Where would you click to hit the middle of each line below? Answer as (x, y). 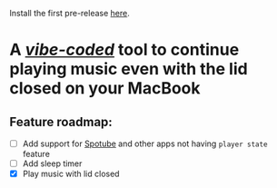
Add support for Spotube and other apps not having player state (145, 143)
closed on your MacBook (105, 89)
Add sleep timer (52, 163)
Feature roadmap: (61, 122)
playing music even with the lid (129, 69)
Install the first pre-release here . (69, 13)
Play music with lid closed (71, 174)
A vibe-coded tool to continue (124, 50)
